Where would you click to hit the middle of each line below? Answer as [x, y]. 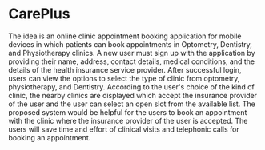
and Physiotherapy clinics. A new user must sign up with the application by [132, 53]
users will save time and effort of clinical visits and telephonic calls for [124, 129]
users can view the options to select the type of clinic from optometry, [124, 78]
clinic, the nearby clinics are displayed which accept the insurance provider [133, 95]
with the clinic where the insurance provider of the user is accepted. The [128, 120]
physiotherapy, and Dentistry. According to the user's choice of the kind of [131, 87]
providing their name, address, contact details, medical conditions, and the [131, 61]
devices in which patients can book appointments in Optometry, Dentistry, [130, 44]
